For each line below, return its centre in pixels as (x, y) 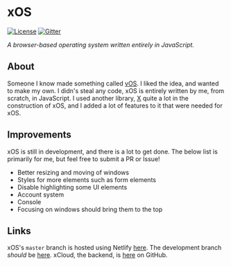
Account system (41, 194)
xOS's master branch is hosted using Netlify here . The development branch (114, 248)
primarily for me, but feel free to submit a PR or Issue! (84, 159)
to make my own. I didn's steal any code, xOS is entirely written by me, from (116, 90)
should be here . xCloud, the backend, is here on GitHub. (87, 255)
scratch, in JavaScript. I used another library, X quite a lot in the (98, 98)
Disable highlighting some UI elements (72, 187)
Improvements (39, 135)
